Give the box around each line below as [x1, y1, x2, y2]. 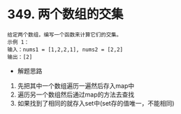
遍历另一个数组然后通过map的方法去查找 [17, 90, 135, 99]
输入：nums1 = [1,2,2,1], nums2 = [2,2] [7, 46, 124, 53]
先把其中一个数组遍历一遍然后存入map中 [17, 81, 135, 90]
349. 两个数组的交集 [7, 6, 124, 22]
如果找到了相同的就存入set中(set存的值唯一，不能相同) [17, 99, 175, 107]
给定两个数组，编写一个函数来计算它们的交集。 [7, 31, 122, 38]
